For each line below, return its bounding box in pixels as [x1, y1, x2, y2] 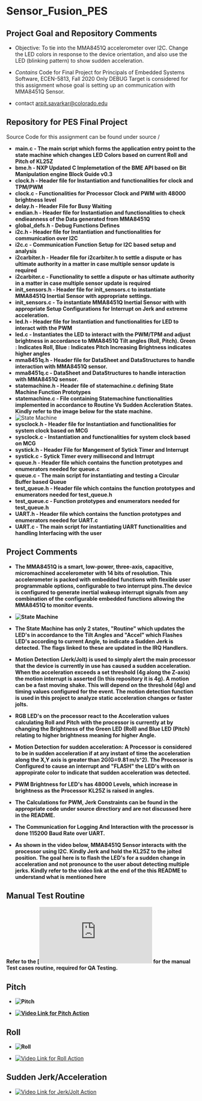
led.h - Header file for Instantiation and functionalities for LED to [14, 318, 179, 325]
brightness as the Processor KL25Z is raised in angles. [14, 787, 155, 794]
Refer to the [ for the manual [6, 958, 191, 965]
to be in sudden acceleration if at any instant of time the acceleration [14, 749, 191, 757]
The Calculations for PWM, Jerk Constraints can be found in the [14, 798, 179, 806]
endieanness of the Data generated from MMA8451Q [14, 215, 150, 223]
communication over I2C [14, 234, 78, 242]
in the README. [14, 811, 55, 819]
